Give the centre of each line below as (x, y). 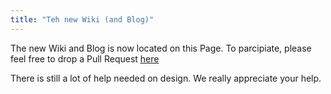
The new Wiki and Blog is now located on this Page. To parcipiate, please (161, 48)
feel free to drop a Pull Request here (85, 58)
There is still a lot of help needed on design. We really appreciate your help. (166, 78)
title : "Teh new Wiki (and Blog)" (82, 19)
